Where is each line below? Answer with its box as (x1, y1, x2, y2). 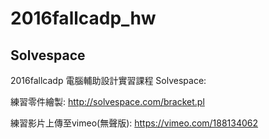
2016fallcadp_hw (10, 7, 157, 30)
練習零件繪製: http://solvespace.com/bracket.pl (10, 96, 205, 107)
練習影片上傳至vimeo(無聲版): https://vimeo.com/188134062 (10, 117, 259, 129)
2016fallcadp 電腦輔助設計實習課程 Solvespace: (10, 75, 207, 86)
